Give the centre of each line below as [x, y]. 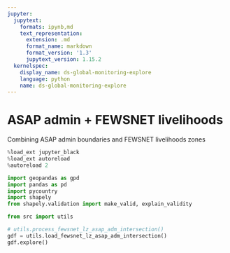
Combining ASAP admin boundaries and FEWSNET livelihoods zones [107, 139]
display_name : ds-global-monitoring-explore [86, 72]
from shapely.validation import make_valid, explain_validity [100, 204]
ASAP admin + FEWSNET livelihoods [115, 120]
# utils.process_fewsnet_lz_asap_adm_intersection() [86, 230]
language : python [45, 79]
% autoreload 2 [28, 165]
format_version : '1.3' [59, 53]
